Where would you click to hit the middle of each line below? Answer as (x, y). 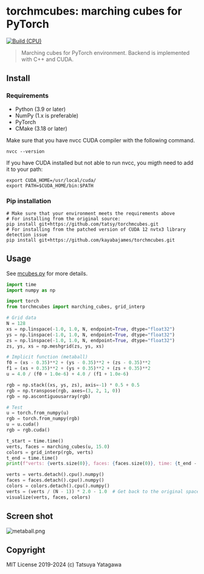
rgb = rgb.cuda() (28, 430)
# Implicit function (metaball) (47, 357)
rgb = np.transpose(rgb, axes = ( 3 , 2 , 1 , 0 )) (63, 391)
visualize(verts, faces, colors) (49, 497)
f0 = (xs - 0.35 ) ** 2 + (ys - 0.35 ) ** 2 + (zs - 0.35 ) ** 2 (78, 363)
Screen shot (30, 516)
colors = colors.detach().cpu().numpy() (58, 486)
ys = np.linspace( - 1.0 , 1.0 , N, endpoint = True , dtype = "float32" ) (90, 335)
